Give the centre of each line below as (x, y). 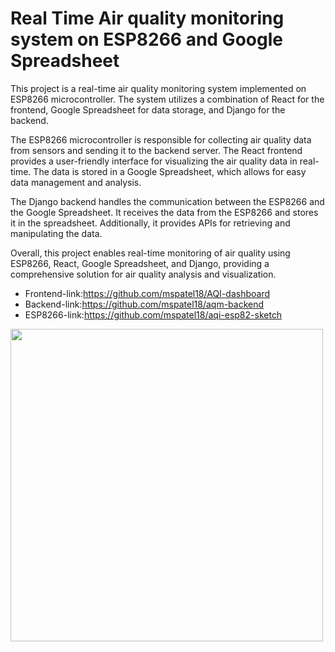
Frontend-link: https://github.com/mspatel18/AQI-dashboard (147, 293)
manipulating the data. (56, 233)
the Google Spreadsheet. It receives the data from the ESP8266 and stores (164, 212)
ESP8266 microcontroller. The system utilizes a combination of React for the (167, 99)
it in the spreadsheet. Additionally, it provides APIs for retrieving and (150, 223)
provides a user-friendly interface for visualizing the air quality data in (154, 161)
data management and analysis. (76, 182)
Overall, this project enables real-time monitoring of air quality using (150, 253)
